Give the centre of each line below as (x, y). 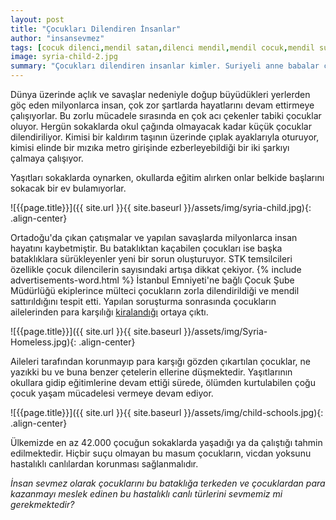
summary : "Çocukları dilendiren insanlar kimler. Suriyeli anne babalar (165, 66)
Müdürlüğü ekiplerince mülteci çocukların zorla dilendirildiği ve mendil (155, 290)
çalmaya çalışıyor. (47, 158)
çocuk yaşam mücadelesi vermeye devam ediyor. (112, 393)
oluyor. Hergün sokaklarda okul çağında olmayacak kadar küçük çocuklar (161, 126)
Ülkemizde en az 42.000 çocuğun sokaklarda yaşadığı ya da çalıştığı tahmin (166, 442)
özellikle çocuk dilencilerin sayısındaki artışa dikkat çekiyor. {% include (156, 269)
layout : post (37, 19)
